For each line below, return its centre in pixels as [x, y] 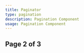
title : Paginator [23, 10]
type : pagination [23, 14]
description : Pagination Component [42, 19]
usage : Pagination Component [35, 24]
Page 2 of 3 [23, 44]
